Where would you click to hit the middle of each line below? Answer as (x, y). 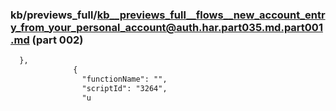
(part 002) (57, 40)
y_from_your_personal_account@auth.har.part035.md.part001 (166, 27)
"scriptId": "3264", (124, 88)
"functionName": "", (124, 79)
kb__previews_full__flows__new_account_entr (211, 15)
